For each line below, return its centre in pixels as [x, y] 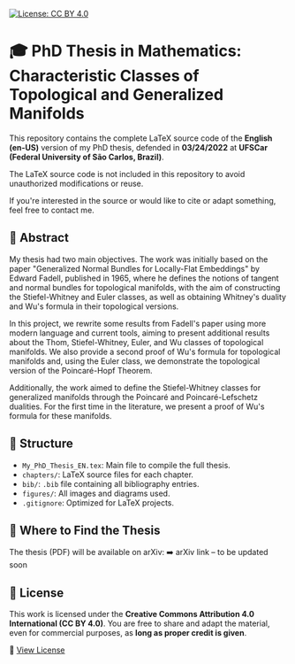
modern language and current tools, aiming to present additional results [140, 333]
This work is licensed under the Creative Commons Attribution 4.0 [132, 614]
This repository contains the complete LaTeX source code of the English [141, 138]
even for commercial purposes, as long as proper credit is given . [128, 633]
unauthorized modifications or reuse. [76, 183]
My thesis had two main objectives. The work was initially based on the [139, 259]
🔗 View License [37, 650]
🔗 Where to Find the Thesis [85, 530]
